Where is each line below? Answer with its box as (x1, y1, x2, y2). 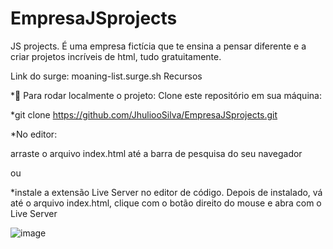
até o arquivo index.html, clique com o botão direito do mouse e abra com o (10, 197, 322, 209)
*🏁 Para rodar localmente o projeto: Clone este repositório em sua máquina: (10, 89, 322, 101)
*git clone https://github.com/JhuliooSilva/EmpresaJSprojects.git (10, 108, 278, 121)
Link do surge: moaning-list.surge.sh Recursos (10, 70, 203, 82)
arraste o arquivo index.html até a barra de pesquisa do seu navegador (10, 147, 303, 159)
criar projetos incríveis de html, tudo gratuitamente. (10, 50, 222, 62)
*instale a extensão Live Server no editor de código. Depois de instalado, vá (10, 186, 323, 198)
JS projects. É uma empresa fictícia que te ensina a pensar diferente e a (10, 40, 307, 52)
